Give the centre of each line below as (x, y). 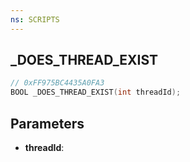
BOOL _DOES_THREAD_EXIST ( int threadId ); (96, 92)
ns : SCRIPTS (35, 19)
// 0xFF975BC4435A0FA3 (57, 83)
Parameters (47, 123)
